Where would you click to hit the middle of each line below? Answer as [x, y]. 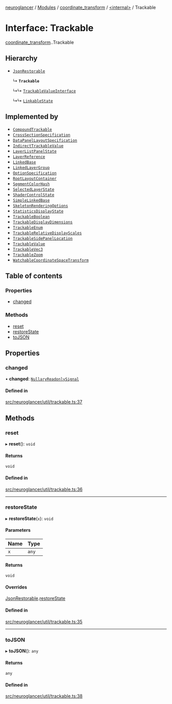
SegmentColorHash [31, 184]
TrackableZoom [28, 255]
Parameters [18, 530]
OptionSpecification [35, 173]
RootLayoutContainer [35, 178]
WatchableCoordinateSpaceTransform [51, 260]
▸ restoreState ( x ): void [29, 518]
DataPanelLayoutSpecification [45, 140]
